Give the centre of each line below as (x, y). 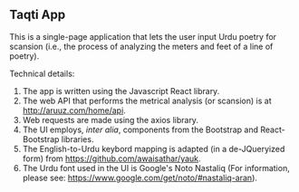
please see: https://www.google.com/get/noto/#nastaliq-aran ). (140, 178)
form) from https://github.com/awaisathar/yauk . (111, 158)
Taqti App (38, 15)
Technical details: (42, 73)
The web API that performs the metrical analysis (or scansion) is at (147, 101)
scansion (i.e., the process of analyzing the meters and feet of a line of (141, 46)
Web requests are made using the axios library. (111, 120)
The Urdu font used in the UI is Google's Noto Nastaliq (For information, (156, 168)
